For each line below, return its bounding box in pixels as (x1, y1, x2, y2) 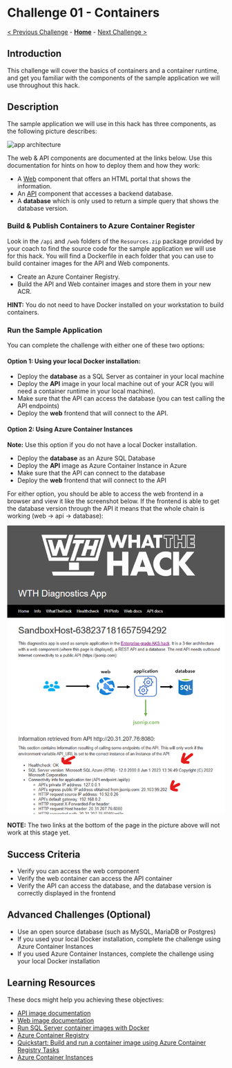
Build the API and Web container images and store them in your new (17, 279, 211, 288)
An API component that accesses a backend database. (17, 189, 174, 198)
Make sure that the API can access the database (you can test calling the (17, 394, 225, 403)
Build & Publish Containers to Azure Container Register (7, 221, 195, 231)
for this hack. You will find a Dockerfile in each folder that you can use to (7, 252, 214, 260)
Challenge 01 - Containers (7, 5, 160, 21)
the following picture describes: (7, 127, 97, 135)
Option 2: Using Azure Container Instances (7, 425, 133, 433)
